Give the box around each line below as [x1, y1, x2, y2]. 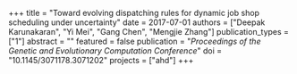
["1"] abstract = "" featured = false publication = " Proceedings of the [8, 36, 261, 46]
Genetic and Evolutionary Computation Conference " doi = [8, 45, 223, 56]
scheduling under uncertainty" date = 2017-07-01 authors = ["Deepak [8, 17, 266, 28]
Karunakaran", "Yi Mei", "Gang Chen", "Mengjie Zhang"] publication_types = [8, 27, 290, 37]
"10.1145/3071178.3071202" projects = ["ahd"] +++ [8, 55, 194, 65]
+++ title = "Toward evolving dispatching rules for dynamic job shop [8, 8, 260, 18]
